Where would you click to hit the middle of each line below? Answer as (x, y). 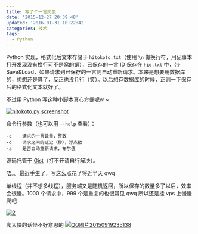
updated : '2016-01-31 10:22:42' (46, 23)
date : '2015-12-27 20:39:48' (42, 17)
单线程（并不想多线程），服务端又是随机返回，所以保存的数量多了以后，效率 (99, 186)
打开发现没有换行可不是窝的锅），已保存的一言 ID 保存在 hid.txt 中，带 (93, 64)
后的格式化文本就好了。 (35, 87)
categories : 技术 (27, 28)
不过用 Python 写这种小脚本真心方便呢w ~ (58, 99)
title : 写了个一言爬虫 (31, 12)
